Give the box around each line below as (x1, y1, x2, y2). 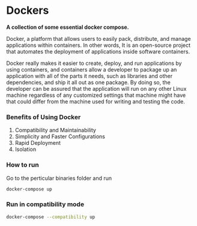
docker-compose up (6, 186, 52, 192)
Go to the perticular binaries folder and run (6, 174, 112, 182)
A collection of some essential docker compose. (6, 23, 129, 31)
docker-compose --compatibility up (6, 214, 95, 220)
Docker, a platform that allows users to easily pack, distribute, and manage (6, 35, 191, 42)
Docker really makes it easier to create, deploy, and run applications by (6, 60, 182, 67)
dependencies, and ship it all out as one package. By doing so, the (6, 79, 171, 86)
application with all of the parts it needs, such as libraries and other (6, 72, 173, 79)
